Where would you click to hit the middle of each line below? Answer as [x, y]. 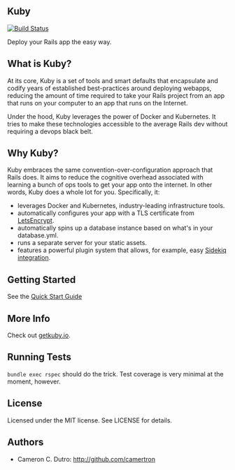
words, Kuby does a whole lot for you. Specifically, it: [84, 192]
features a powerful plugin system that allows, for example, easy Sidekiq [122, 250]
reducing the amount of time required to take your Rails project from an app [116, 95]
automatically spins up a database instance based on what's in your [115, 228]
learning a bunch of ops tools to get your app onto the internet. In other [110, 185]
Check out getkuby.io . [39, 335]
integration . [34, 258]
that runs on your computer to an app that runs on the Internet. [98, 103]
